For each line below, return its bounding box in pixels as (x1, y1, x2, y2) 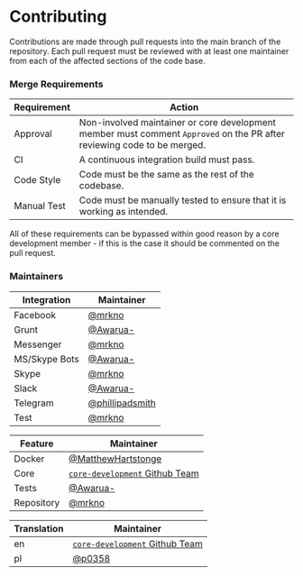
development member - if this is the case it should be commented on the (9, 238, 280, 249)
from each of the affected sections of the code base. (9, 55, 206, 66)
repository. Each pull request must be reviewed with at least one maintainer (9, 45, 289, 56)
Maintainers (9, 270, 64, 283)
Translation (14, 522, 64, 535)
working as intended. (78, 206, 169, 218)
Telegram (14, 397, 54, 409)
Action (170, 101, 199, 114)
